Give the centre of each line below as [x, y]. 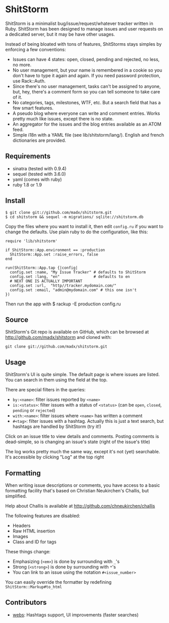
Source [17, 319]
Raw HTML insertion [34, 531]
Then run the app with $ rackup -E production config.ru [63, 304]
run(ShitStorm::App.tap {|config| [42, 268]
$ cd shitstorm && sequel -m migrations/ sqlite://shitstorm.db [74, 217]
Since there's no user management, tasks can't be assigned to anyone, [87, 86]
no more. [22, 65]
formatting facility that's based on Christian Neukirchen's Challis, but [77, 491]
